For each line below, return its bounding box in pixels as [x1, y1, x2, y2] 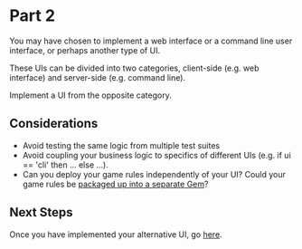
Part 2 [9, 5, 56, 26]
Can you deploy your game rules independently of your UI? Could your [22, 168, 287, 179]
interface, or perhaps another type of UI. [9, 44, 161, 55]
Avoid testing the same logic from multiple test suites [22, 139, 220, 150]
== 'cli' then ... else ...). [22, 159, 109, 170]
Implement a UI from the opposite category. [9, 90, 172, 101]
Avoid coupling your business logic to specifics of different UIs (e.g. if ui [22, 149, 291, 160]
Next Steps [9, 205, 73, 220]
